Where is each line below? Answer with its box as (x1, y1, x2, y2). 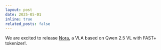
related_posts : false (5, 21, 51, 26)
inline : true (5, 16, 33, 21)
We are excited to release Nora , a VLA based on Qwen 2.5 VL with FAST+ (5, 35, 157, 41)
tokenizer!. (5, 40, 28, 46)
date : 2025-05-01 (5, 12, 42, 17)
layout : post (5, 7, 33, 12)
